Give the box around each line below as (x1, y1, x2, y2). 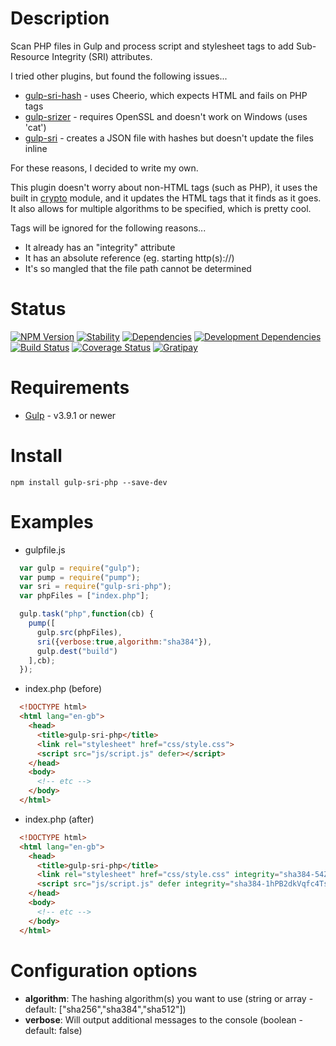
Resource (10, 50, 50, 62)
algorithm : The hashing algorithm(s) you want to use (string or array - (24, 992, 314, 1004)
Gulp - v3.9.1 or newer (24, 409, 117, 421)
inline (24, 142, 48, 154)
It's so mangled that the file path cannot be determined (24, 262, 252, 274)
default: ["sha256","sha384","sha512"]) (24, 1003, 187, 1015)
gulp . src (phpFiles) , (36, 627, 123, 637)
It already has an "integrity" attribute (24, 241, 176, 253)
